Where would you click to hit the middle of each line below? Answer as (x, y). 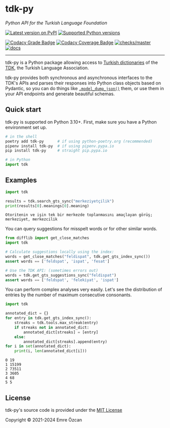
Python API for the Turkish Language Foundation (56, 23)
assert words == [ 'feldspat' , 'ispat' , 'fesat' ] (57, 261)
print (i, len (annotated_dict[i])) (51, 351)
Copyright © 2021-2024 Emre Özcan (44, 420)
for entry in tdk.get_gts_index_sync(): (49, 318)
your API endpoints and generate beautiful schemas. (60, 94)
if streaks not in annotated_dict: (52, 327)
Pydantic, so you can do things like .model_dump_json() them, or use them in (85, 88)
